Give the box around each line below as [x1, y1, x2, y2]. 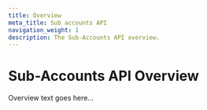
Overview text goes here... [8, 93, 94, 103]
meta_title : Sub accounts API [8, 19, 108, 27]
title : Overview [8, 11, 61, 20]
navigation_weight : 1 [8, 26, 79, 34]
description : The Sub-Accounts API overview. [8, 33, 160, 42]
